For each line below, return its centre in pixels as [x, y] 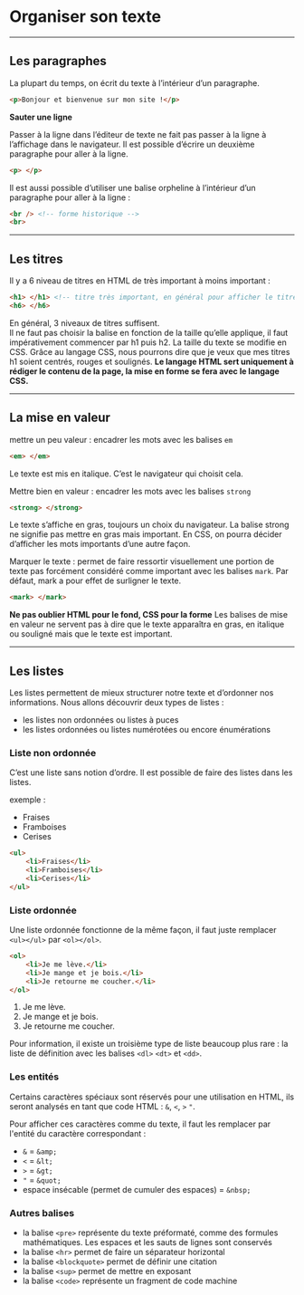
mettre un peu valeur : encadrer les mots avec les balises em [121, 439]
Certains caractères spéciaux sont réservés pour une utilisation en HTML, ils [152, 1097]
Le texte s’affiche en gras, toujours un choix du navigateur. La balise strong [149, 525]
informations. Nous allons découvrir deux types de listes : [117, 703]
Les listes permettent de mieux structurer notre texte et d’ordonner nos [142, 693]
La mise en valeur [60, 418]
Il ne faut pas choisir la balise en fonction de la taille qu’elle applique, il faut [149, 332]
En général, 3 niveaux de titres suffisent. [85, 322]
